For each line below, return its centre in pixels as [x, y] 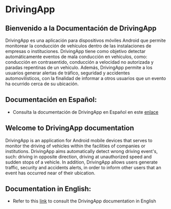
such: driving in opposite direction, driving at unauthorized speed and [79, 156]
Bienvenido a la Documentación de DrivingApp [81, 28]
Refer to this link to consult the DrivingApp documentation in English [84, 201]
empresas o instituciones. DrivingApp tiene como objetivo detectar [76, 51]
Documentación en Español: [51, 100]
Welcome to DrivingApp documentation [70, 128]
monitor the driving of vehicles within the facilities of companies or [75, 146]
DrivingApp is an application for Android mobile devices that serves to [79, 140]
